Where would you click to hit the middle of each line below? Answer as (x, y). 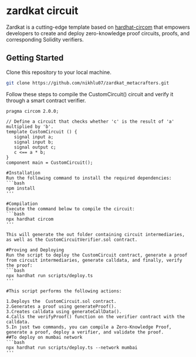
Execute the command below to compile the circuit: (70, 209)
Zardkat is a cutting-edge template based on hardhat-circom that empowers (98, 27)
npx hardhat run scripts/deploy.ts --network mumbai (72, 348)
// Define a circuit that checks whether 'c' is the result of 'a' (90, 122)
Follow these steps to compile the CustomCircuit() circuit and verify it (90, 94)
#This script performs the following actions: (64, 291)
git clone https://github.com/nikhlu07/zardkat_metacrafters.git (87, 83)
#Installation (23, 173)
